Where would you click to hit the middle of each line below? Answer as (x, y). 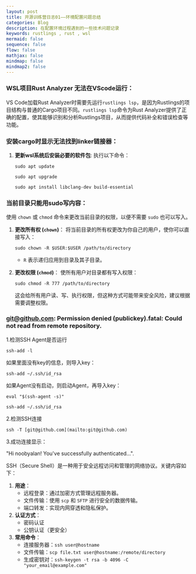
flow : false (21, 50)
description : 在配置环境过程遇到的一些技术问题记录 (63, 28)
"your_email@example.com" (55, 565)
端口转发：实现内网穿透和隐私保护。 (67, 507)
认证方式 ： (28, 515)
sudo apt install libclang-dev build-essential (74, 187)
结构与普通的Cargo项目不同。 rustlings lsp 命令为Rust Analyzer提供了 (96, 109)
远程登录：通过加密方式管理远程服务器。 (72, 493)
